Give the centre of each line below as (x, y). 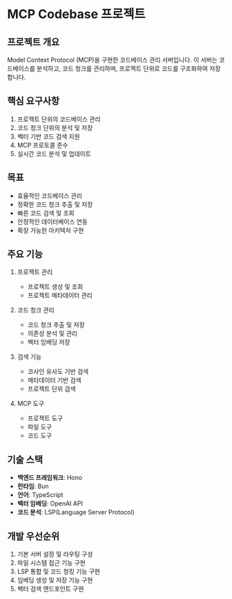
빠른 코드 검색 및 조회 (46, 213)
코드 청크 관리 (36, 310)
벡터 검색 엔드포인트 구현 (50, 589)
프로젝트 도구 (45, 418)
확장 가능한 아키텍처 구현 (50, 230)
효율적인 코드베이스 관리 (50, 195)
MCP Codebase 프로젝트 (76, 14)
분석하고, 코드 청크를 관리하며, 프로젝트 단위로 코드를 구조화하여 (123, 69)
